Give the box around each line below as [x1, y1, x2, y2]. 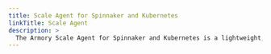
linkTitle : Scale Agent [8, 19, 89, 27]
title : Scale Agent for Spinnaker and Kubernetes [8, 11, 179, 20]
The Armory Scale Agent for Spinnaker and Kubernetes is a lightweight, [15, 33, 265, 42]
